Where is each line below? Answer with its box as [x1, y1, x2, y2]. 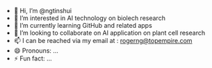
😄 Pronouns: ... [13, 46, 59, 55]
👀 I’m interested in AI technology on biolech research [13, 14, 165, 22]
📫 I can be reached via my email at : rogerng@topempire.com [13, 37, 193, 44]
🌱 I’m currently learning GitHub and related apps [13, 22, 153, 29]
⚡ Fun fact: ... [13, 54, 52, 62]
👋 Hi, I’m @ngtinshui [13, 7, 72, 15]
